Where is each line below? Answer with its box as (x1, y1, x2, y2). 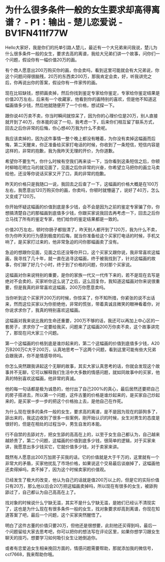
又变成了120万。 (5, 193, 38, 199)
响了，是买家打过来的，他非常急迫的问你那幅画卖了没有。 (5, 239, 121, 245)
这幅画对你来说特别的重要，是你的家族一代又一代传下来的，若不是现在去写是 (5, 272, 160, 278)
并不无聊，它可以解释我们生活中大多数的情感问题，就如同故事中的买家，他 (9, 369, 160, 375)
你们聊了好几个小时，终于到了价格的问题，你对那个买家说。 (13, 261, 134, 267)
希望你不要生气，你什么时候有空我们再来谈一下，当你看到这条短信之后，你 (5, 158, 156, 164)
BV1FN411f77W (5, 28, 68, 39)
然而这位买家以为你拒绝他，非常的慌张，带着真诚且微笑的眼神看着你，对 (13, 301, 160, 307)
